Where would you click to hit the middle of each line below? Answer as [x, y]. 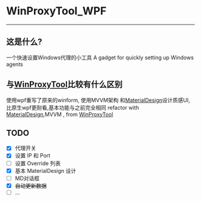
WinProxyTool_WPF [56, 11]
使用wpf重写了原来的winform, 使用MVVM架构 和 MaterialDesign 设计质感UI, [98, 100]
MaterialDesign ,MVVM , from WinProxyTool [60, 114]
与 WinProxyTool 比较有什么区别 [64, 85]
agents [15, 64]
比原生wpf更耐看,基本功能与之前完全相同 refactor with [73, 107]
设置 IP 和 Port [33, 156]
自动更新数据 [31, 185]
